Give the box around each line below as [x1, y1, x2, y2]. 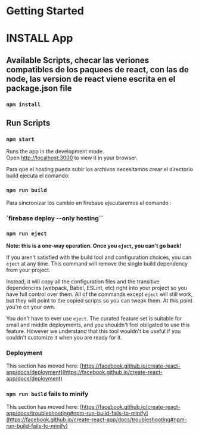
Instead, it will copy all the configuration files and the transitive [6, 277, 160, 285]
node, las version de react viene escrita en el [6, 73, 176, 84]
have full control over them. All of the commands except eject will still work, [6, 291, 193, 298]
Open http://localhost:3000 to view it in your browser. [6, 154, 138, 162]
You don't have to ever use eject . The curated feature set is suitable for [6, 314, 182, 322]
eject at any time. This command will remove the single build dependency [6, 260, 188, 267]
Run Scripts [6, 118, 51, 128]
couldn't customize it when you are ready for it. [6, 334, 122, 341]
